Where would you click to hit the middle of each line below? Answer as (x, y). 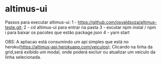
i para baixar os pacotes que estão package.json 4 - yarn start (67, 32)
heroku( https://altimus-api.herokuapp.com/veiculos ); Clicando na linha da (79, 47)
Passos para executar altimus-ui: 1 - (41, 22)
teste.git (13, 27)
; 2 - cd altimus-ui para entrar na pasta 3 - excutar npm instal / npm (89, 27)
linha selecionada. (23, 57)
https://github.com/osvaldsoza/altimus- (117, 22)
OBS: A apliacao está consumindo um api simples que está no (67, 41)
